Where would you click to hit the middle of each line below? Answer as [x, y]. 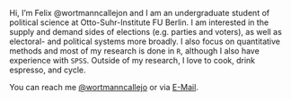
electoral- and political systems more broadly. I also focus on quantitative [145, 41]
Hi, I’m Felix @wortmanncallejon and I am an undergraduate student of [140, 13]
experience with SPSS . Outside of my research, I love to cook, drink [132, 60]
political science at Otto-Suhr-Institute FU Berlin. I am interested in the [139, 22]
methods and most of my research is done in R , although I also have [135, 51]
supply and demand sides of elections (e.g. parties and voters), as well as [146, 32]
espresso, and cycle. [48, 70]
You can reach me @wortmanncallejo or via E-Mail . [104, 87]
